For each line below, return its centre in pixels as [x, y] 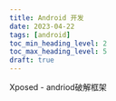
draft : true [32, 60]
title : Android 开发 [47, 18]
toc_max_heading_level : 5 [58, 52]
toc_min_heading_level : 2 [58, 43]
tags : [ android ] [40, 35]
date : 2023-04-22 [42, 26]
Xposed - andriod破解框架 [58, 87]
